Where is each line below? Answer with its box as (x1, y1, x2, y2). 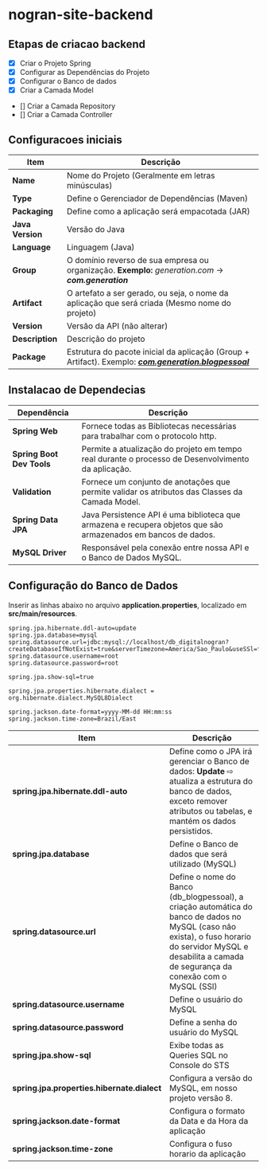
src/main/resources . (8, 608, 78, 618)
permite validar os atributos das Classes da (81, 486, 243, 497)
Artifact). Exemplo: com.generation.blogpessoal (66, 356, 250, 367)
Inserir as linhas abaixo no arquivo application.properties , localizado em (8, 600, 247, 610)
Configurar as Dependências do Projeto (19, 68, 150, 77)
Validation (12, 486, 52, 497)
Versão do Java (66, 224, 126, 235)
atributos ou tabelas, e (169, 805, 253, 816)
